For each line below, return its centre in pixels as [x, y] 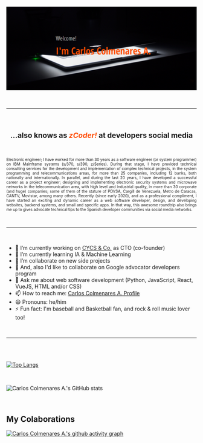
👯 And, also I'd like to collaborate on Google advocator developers [97, 267]
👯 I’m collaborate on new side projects [63, 261]
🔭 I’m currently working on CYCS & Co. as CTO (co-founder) [90, 248]
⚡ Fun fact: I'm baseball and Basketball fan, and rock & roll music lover [102, 309]
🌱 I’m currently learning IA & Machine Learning [73, 254]
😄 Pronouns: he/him [40, 302]
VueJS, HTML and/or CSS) [48, 287]
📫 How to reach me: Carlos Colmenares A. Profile [77, 294]
